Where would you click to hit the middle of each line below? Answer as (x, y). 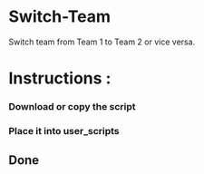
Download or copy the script (73, 107)
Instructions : (60, 78)
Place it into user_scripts (64, 130)
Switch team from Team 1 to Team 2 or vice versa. (102, 42)
